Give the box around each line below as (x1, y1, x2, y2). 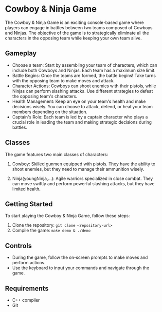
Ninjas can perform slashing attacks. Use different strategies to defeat (12, 88, 153, 94)
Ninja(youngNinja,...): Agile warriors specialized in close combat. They (12, 175, 153, 181)
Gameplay (5, 49, 37, 58)
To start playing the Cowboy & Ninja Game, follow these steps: (5, 213, 130, 219)
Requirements (5, 284, 49, 292)
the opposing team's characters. (12, 93, 78, 99)
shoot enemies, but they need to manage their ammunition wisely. (12, 166, 144, 172)
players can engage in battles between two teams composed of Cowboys (5, 24, 153, 30)
